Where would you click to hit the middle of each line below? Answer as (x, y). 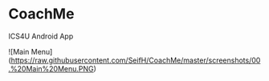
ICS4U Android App (41, 36)
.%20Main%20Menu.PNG (51, 68)
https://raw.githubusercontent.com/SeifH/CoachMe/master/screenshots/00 (136, 60)
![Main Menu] (31, 51)
